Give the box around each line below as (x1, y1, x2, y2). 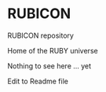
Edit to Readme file (7, 76, 68, 86)
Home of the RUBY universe (7, 46, 99, 55)
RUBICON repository (7, 31, 74, 40)
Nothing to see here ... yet (7, 61, 92, 71)
